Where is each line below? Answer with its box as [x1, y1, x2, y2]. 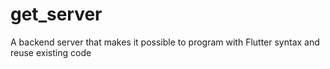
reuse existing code [10, 46, 92, 58]
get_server [10, 3, 103, 26]
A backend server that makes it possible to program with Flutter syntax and [10, 36, 320, 48]
